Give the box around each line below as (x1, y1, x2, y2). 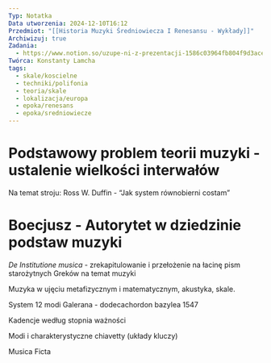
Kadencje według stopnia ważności (8, 315, 127, 325)
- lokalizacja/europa (15, 94, 89, 102)
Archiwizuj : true (8, 34, 67, 43)
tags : (8, 65, 27, 73)
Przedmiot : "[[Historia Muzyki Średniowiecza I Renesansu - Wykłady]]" (8, 27, 254, 35)
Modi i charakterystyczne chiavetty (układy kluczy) (8, 331, 178, 340)
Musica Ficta (8, 346, 51, 356)
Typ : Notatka (8, 11, 52, 20)
